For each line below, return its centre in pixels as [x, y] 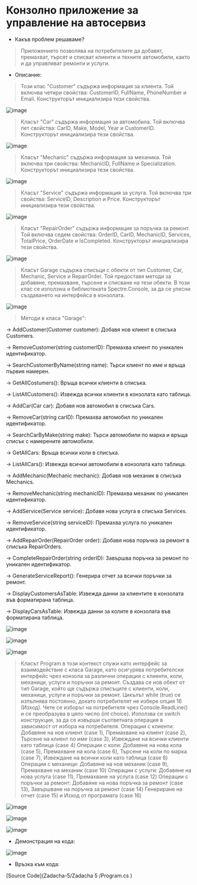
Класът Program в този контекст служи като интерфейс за [94, 663]
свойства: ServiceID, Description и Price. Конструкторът [91, 199]
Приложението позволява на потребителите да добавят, [92, 50]
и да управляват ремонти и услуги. [65, 63]
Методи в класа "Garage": [53, 318]
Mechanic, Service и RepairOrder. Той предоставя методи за [96, 276]
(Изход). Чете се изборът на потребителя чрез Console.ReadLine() [104, 707]
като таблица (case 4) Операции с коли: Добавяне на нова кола [101, 745]
